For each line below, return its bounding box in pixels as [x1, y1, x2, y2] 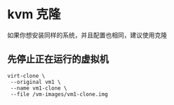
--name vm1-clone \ [10, 85, 68, 92]
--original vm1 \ [10, 78, 61, 85]
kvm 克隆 [7, 6, 61, 22]
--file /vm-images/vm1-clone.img [10, 90, 109, 98]
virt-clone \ [7, 72, 46, 79]
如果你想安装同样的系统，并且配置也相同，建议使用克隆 [7, 31, 167, 39]
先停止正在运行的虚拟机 [7, 53, 109, 65]
